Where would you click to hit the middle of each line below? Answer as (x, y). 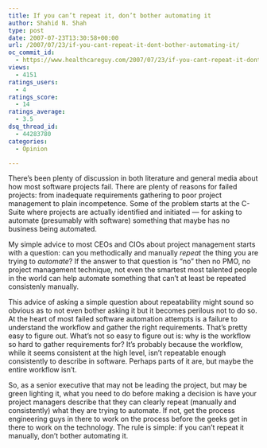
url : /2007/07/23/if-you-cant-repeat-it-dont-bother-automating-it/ (124, 45)
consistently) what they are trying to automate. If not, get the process (122, 411)
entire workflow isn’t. (43, 370)
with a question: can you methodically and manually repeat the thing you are (133, 253)
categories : (28, 141)
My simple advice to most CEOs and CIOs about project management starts (132, 244)
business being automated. (53, 229)
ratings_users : (33, 82)
